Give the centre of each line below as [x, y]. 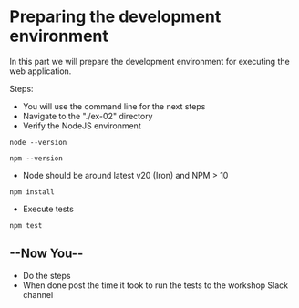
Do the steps [46, 275]
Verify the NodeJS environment [82, 126]
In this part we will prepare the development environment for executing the [149, 61]
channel [38, 294]
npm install [32, 192]
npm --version [36, 158]
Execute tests [48, 209]
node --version [38, 142]
